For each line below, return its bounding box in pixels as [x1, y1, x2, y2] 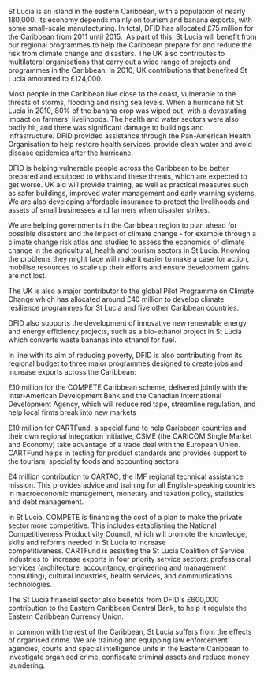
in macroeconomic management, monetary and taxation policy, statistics [8, 489, 244, 498]
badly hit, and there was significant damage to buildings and [8, 122, 204, 132]
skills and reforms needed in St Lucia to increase [8, 537, 167, 547]
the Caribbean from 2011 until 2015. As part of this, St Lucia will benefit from [8, 32, 257, 41]
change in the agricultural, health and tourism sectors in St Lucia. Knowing [8, 246, 251, 255]
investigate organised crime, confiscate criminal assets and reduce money [8, 652, 250, 661]
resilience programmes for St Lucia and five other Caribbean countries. [8, 303, 240, 312]
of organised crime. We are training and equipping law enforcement [8, 635, 229, 645]
